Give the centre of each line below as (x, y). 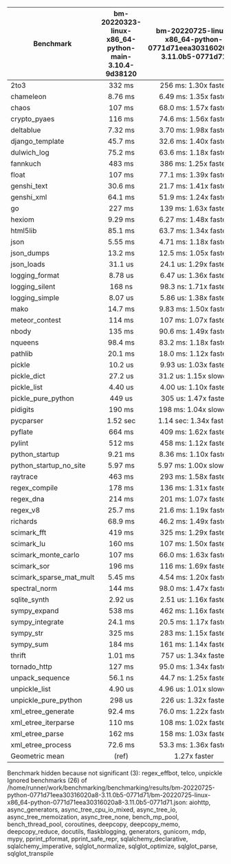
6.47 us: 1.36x (184, 276)
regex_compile (34, 488)
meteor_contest (36, 320)
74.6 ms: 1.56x (184, 119)
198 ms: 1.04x (182, 410)
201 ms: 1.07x (184, 499)
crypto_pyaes (33, 119)
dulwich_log (30, 152)
